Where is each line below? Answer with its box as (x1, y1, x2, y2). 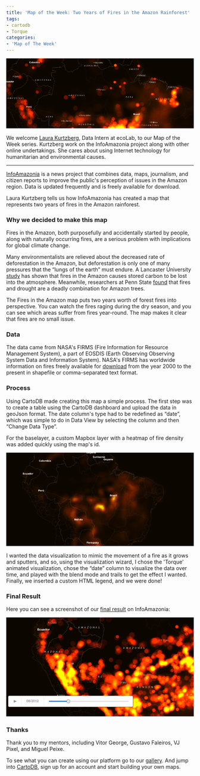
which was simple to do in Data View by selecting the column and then (6, 417, 180, 424)
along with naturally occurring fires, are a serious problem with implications (6, 235, 191, 242)
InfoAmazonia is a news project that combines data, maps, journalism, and (6, 170, 189, 177)
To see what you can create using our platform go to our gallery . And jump (6, 757, 189, 764)
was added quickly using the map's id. (6, 440, 101, 448)
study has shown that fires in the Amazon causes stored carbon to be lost (6, 272, 187, 279)
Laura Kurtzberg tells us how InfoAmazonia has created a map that (6, 194, 170, 202)
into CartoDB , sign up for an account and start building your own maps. (6, 764, 181, 771)
